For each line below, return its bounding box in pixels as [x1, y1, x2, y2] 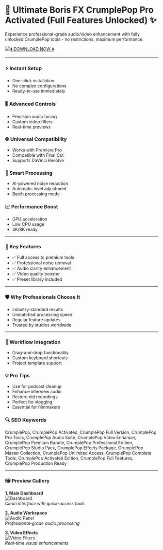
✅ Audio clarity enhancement [12, 265, 71, 271]
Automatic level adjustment [12, 186, 67, 192]
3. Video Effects [5, 530, 38, 536]
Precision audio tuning [12, 113, 57, 119]
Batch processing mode [12, 191, 60, 197]
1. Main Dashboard [5, 490, 44, 496]
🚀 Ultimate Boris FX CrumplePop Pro [5, 4, 154, 16]
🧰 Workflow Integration [5, 338, 61, 345]
